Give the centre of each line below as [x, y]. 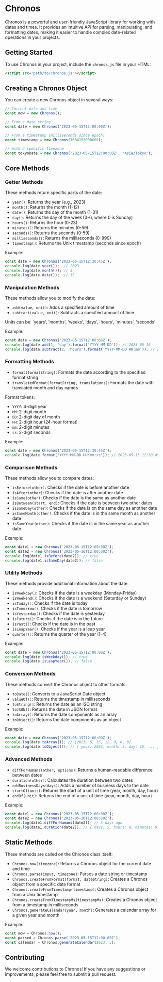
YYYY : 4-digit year [29, 406]
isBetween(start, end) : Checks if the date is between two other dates [82, 503]
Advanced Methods [29, 759]
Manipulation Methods [32, 288]
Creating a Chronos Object [46, 89]
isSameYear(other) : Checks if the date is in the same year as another [81, 523]
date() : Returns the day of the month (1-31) [55, 212]
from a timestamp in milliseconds [45, 904]
